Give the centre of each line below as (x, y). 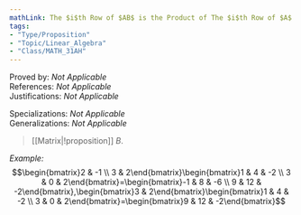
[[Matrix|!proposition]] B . (77, 141)
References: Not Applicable (60, 87)
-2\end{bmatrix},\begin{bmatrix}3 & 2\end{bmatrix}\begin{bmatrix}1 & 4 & (151, 192)
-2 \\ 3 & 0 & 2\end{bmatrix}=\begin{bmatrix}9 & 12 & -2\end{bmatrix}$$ (151, 201)
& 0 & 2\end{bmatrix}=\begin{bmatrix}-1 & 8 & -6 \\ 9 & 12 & (151, 182)
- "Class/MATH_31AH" (48, 51)
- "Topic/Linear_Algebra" (58, 43)
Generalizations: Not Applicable (68, 124)
